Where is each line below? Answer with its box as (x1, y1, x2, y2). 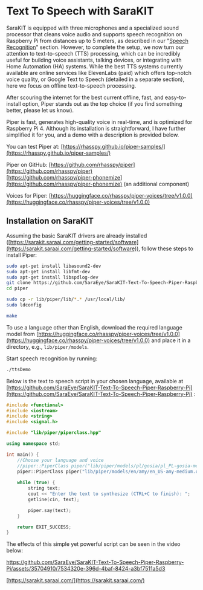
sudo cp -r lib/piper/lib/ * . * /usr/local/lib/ (6, 296, 126, 303)
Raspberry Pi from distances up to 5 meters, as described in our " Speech (6, 37, 188, 44)
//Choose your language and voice (17, 457, 104, 463)
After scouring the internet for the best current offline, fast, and (6, 94, 164, 101)
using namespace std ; (6, 441, 61, 447)
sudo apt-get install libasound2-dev (6, 263, 101, 269)
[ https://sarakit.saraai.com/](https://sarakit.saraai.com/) (6, 577, 145, 584)
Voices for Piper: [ (6, 192, 51, 199)
